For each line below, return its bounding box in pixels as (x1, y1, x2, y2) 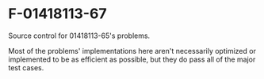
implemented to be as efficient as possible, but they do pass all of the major (8, 55, 256, 64)
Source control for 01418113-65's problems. (8, 31, 151, 40)
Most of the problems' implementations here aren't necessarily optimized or (8, 46, 256, 55)
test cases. (8, 62, 44, 72)
